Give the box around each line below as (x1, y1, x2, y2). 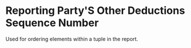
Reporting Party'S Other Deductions (5, 4, 185, 17)
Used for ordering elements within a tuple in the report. (5, 35, 138, 42)
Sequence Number (5, 16, 99, 29)
